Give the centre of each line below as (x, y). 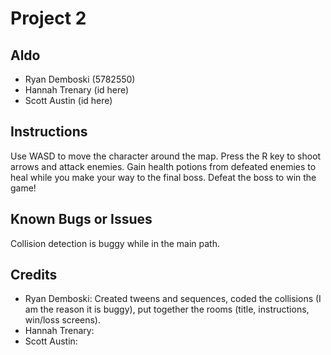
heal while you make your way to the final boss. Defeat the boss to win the (163, 177)
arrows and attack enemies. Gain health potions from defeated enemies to (163, 166)
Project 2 (48, 18)
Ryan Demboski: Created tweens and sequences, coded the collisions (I (173, 299)
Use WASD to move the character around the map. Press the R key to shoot (166, 156)
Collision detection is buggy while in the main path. (115, 243)
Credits (34, 275)
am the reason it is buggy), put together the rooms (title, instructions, (167, 309)
